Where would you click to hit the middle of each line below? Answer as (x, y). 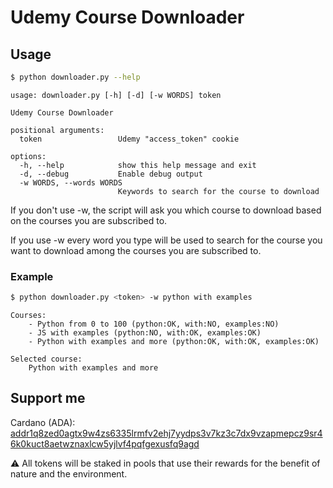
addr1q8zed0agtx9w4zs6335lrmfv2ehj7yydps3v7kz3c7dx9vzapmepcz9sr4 (166, 433)
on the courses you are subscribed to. (89, 220)
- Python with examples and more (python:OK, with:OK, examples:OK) (174, 342)
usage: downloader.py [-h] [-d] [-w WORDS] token (116, 95)
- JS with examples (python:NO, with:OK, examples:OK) (145, 333)
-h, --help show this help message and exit (138, 165)
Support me (48, 398)
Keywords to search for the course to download (218, 191)
